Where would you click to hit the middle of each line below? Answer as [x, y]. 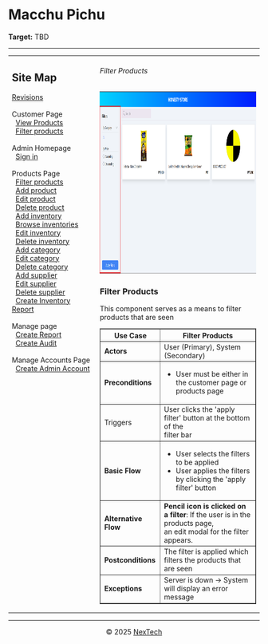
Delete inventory [43, 241]
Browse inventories [47, 224]
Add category [38, 250]
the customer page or [211, 383]
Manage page [34, 326]
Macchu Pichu [57, 15]
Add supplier [37, 275]
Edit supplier [36, 283]
